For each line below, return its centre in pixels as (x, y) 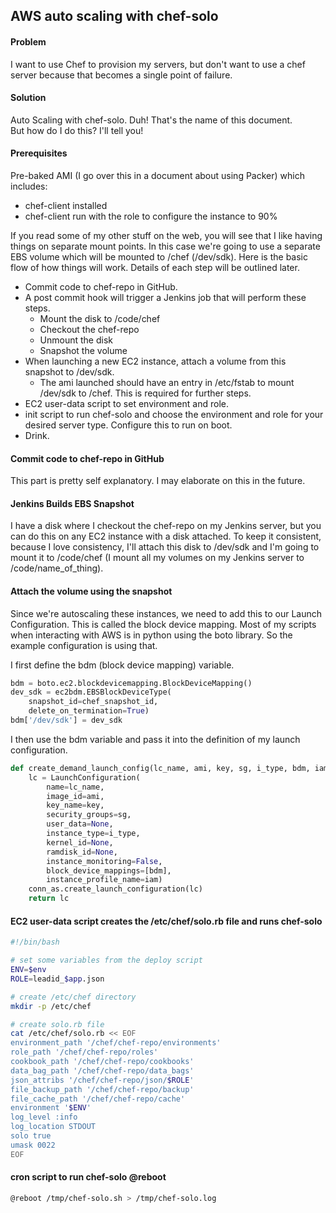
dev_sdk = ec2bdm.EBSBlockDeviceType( (91, 692)
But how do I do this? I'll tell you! (77, 130)
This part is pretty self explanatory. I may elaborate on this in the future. (158, 481)
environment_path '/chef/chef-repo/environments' (116, 1043)
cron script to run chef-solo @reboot (88, 1177)
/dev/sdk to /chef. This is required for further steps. (145, 393)
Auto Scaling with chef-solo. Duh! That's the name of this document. (151, 120)
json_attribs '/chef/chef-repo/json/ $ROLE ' (102, 1080)
